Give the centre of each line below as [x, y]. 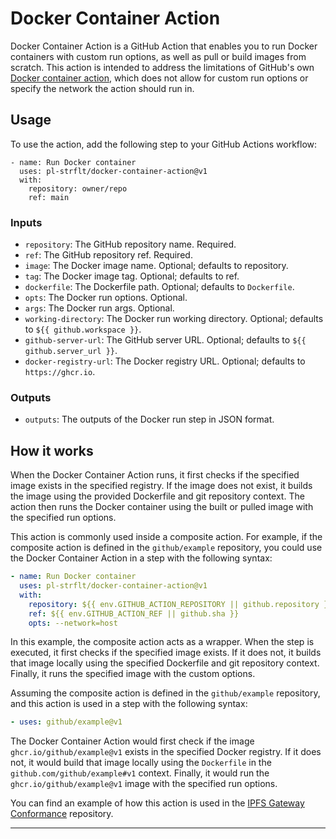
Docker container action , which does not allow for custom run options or [159, 78]
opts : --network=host [73, 623]
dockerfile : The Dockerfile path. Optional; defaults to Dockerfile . [159, 287]
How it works [52, 450]
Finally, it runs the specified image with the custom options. [133, 674]
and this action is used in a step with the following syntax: [129, 704]
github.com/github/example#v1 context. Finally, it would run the [140, 773]
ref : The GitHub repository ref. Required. [108, 255]
